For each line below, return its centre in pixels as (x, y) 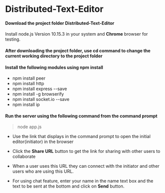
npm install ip (26, 104)
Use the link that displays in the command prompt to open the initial (81, 137)
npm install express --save (40, 89)
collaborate (24, 156)
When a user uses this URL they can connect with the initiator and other (86, 166)
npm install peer (29, 78)
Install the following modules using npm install (54, 67)
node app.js (29, 127)
